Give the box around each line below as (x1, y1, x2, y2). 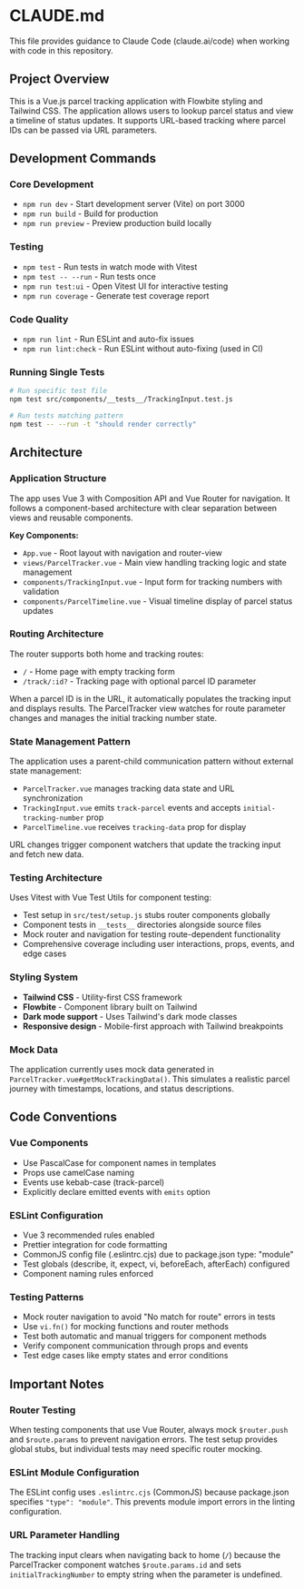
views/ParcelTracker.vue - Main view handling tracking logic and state (22, 557, 288, 567)
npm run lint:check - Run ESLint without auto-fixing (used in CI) (22, 343, 263, 354)
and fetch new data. (9, 849, 84, 860)
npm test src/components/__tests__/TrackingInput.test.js (9, 395, 233, 404)
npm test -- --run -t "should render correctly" (9, 419, 197, 429)
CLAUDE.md (9, 5, 105, 26)
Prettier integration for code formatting (22, 1239, 168, 1249)
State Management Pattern (9, 735, 132, 747)
